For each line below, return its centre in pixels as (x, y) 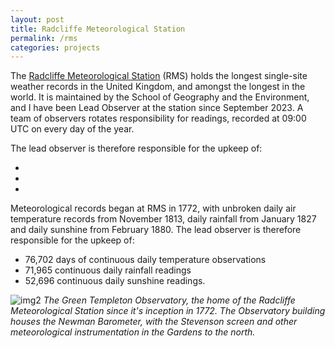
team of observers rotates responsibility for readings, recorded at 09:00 (158, 118)
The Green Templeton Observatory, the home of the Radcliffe (169, 300)
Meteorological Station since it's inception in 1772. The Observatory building (168, 311)
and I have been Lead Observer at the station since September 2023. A (157, 108)
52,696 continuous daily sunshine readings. (115, 281)
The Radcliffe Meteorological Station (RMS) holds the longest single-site (159, 76)
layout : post (37, 19)
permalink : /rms (44, 38)
